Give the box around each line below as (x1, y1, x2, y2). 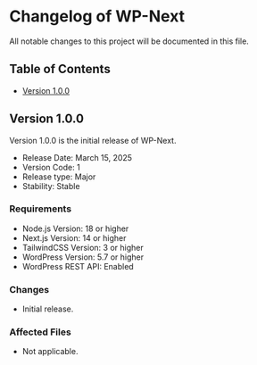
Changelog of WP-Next (9, 6, 186, 27)
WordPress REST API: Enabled (21, 261, 134, 271)
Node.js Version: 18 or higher (21, 223, 129, 234)
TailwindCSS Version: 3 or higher (21, 242, 145, 253)
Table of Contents (9, 62, 112, 77)
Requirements (9, 203, 72, 215)
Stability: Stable (21, 180, 80, 191)
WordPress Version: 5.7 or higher (21, 252, 145, 262)
